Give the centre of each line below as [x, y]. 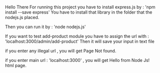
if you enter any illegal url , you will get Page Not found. [61, 51]
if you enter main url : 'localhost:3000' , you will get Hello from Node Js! [77, 60]
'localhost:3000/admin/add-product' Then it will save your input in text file [80, 41]
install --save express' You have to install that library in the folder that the [79, 12]
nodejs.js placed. [22, 17]
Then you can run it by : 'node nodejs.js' [46, 27]
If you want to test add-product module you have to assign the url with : [77, 36]
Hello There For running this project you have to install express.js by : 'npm [80, 7]
